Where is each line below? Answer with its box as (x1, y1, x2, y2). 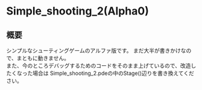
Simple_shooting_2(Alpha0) (6, 4, 149, 18)
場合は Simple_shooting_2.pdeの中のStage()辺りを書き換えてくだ (32, 69, 194, 77)
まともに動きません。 (16, 54, 70, 62)
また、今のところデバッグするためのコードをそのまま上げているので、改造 (6, 62, 191, 69)
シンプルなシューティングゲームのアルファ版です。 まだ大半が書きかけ (6, 47, 181, 54)
